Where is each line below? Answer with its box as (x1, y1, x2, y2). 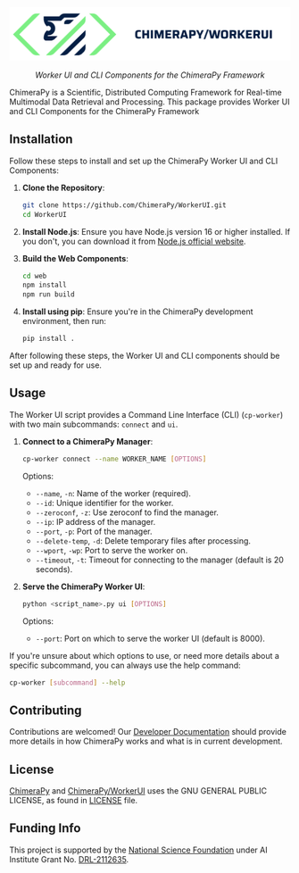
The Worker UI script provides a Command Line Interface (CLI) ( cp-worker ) (9, 409, 284, 420)
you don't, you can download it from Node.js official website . (21, 236, 246, 246)
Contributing (9, 703, 82, 718)
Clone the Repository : (21, 182, 105, 193)
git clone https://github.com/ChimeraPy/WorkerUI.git (21, 200, 227, 210)
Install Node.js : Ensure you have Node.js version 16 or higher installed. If (21, 226, 291, 237)
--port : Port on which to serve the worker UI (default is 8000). (35, 633, 266, 644)
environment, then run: (21, 316, 107, 327)
